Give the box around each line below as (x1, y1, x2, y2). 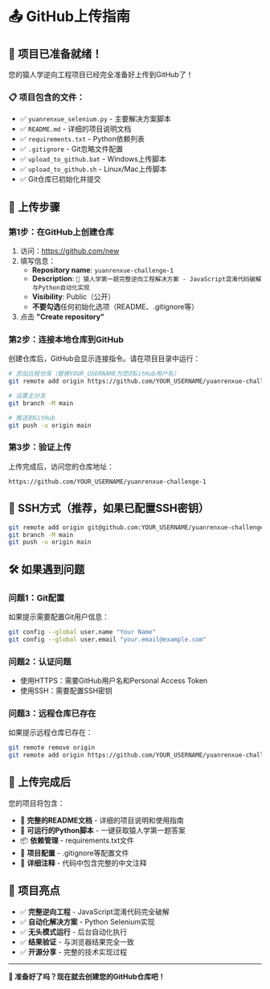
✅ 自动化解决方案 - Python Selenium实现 (19, 917, 155, 926)
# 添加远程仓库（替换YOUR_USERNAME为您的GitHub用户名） (8, 370, 180, 378)
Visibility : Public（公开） (31, 291, 116, 302)
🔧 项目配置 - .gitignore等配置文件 (19, 847, 129, 857)
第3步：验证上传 (8, 441, 72, 453)
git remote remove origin (8, 744, 95, 752)
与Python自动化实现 (31, 283, 90, 292)
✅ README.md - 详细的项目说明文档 (19, 124, 132, 133)
